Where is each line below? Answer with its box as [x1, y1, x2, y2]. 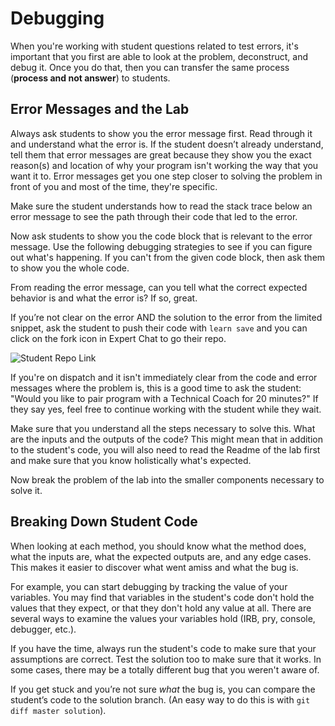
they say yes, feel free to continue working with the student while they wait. [10, 403, 322, 415]
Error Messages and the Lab [10, 101, 190, 118]
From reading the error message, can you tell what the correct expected [10, 281, 308, 293]
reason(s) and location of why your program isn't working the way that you [10, 159, 319, 171]
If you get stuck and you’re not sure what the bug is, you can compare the [10, 683, 316, 695]
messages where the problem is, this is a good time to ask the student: [10, 382, 302, 394]
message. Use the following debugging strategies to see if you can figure [10, 240, 313, 252]
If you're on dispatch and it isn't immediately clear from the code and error [10, 371, 318, 383]
